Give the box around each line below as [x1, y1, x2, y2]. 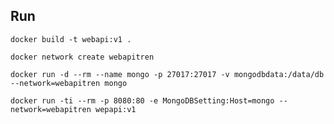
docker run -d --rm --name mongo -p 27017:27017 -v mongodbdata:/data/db [10, 69, 325, 79]
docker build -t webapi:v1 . [10, 34, 132, 44]
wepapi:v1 [95, 104, 137, 114]
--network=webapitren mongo [10, 78, 128, 88]
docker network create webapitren [10, 52, 155, 62]
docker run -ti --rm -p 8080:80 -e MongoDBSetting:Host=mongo [10, 95, 275, 106]
